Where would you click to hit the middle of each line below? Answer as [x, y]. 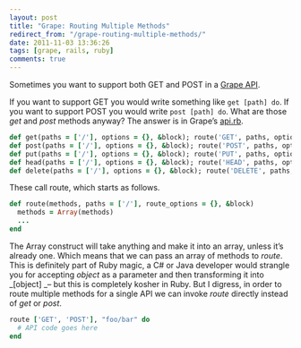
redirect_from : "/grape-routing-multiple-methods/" [107, 34]
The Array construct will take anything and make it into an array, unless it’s [146, 246]
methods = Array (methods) [66, 212]
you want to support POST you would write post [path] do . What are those [148, 111]
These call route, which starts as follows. [85, 188]
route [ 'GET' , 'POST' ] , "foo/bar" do [80, 319]
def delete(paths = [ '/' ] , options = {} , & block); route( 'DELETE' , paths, [152, 171]
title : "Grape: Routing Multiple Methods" [90, 26]
